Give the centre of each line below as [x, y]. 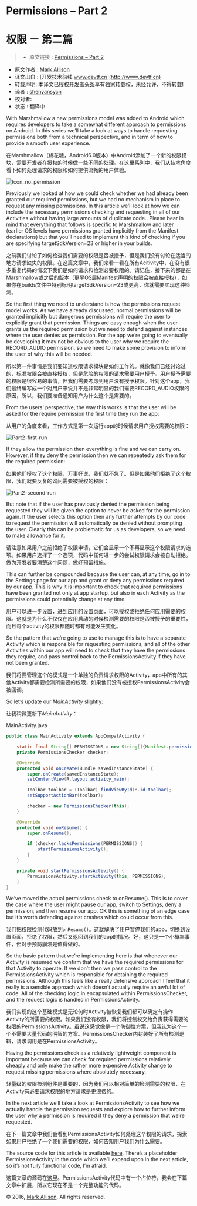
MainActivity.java [27, 725]
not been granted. [28, 663]
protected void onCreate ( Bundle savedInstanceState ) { [85, 768]
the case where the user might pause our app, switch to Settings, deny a [94, 904]
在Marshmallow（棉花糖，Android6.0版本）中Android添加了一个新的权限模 [96, 155]
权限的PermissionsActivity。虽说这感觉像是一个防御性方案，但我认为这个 [94, 1026]
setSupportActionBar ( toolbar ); [65, 796]
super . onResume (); [50, 833]
